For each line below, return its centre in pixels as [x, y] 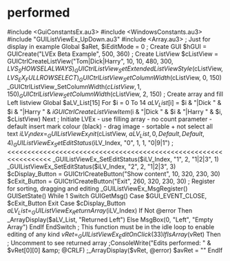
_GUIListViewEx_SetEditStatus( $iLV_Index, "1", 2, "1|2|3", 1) [136, 159]
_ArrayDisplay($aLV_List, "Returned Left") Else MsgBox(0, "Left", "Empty [110, 220]
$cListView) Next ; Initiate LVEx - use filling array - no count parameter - [109, 119]
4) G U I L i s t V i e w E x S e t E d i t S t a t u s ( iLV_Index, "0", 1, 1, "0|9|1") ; [90, 143]
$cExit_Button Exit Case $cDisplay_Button [66, 203]
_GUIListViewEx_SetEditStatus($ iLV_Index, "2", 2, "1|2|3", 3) [92, 166]
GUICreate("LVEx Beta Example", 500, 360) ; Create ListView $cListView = [113, 54]
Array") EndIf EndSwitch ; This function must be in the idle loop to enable [111, 226]
